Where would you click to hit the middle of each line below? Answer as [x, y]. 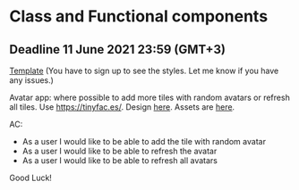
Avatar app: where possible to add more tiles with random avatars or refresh [150, 97]
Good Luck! [30, 178]
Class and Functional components [139, 17]
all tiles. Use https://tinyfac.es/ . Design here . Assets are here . [122, 107]
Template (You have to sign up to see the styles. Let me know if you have [144, 70]
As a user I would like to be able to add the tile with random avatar [144, 141]
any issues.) [31, 80]
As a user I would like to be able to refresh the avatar [120, 151]
